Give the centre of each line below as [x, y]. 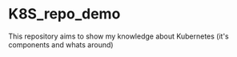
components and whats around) [61, 44]
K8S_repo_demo [64, 14]
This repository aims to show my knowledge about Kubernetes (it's [119, 36]
